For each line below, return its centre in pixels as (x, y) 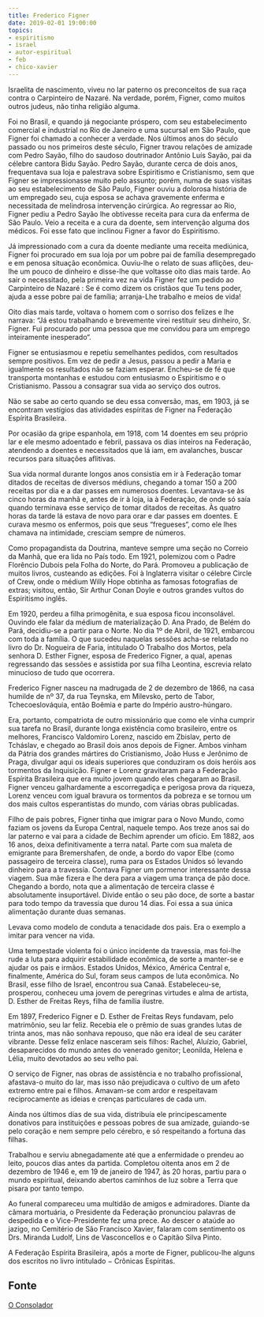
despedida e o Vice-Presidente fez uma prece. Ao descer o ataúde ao (121, 1220)
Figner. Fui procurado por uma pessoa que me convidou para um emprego (129, 328)
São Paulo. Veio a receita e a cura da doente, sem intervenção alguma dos (129, 222)
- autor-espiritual (40, 52)
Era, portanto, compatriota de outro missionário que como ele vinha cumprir (132, 719)
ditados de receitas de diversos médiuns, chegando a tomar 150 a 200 (123, 482)
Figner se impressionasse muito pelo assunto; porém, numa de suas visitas (130, 180)
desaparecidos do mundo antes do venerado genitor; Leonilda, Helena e (126, 1050)
